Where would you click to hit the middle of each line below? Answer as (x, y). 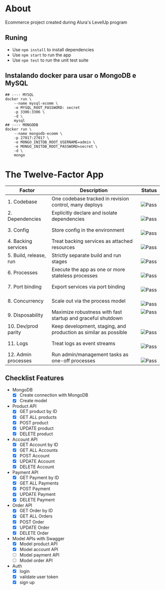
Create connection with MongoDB (54, 395)
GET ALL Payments (39, 483)
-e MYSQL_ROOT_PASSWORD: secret (47, 107)
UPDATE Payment (38, 494)
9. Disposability (25, 315)
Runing (16, 38)
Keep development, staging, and (89, 326)
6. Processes (23, 273)
